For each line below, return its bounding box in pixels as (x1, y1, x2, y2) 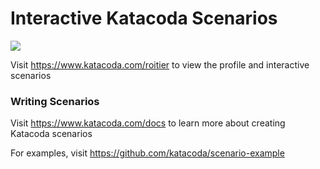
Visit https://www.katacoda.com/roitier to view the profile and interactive (10, 58, 310, 71)
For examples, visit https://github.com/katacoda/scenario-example (10, 147, 285, 159)
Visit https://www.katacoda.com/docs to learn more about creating (10, 117, 286, 129)
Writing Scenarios (10, 94, 100, 108)
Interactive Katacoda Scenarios (10, 7, 278, 30)
